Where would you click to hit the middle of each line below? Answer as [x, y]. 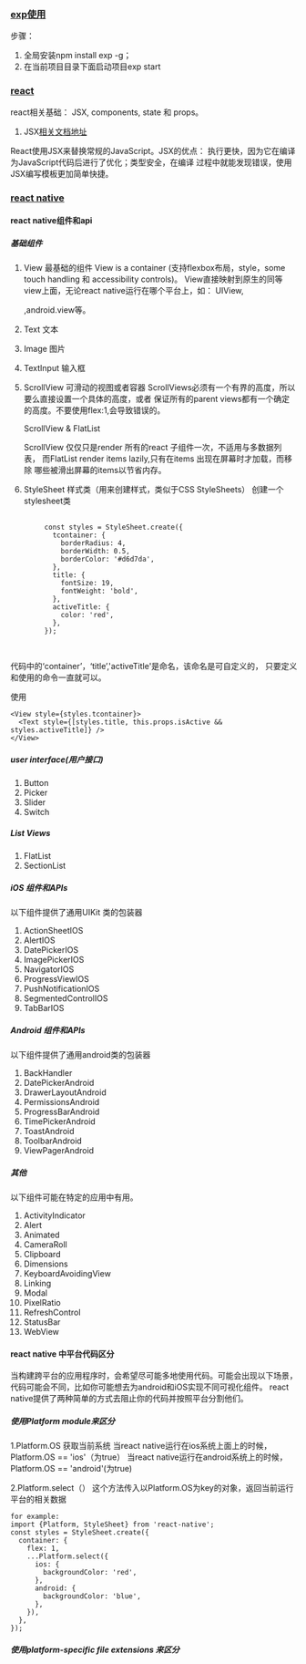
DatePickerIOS [51, 949]
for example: [35, 1517]
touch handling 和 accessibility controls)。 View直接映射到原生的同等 [153, 279]
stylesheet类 [47, 501]
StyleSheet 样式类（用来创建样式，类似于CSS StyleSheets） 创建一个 [154, 490]
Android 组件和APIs [48, 1030]
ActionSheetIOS [53, 930]
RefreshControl [52, 1312]
